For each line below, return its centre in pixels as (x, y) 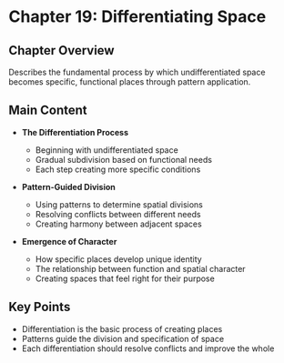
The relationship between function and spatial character (141, 268)
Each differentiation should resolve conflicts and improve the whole (148, 348)
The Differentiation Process (75, 132)
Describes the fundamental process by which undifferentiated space (137, 72)
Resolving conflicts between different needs (118, 214)
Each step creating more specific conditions (118, 169)
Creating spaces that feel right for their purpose (125, 278)
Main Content (48, 111)
